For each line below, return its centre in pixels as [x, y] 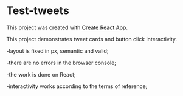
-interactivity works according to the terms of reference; [77, 86]
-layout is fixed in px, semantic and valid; [57, 51]
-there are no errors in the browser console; [61, 63]
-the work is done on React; [41, 74]
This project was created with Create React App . [67, 27]
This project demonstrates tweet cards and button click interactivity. [92, 39]
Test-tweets [38, 11]
